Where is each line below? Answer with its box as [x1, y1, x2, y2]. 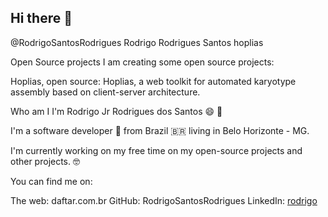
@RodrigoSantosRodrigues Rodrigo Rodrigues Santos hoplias [10, 36, 264, 48]
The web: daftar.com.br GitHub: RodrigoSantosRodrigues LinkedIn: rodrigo [10, 194, 318, 206]
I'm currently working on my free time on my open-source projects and [10, 144, 303, 156]
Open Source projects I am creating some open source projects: [10, 56, 275, 68]
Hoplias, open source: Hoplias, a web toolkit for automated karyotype [10, 75, 297, 87]
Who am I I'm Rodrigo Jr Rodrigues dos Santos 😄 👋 [10, 105, 223, 117]
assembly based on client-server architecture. [10, 86, 201, 98]
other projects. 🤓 [10, 155, 80, 167]
